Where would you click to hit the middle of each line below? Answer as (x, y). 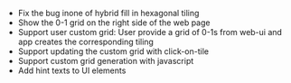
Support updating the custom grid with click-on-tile (113, 51)
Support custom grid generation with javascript (106, 61)
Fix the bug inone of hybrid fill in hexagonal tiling (108, 13)
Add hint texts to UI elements (72, 70)
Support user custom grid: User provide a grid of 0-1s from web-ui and (150, 32)
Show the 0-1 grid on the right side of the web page (114, 23)
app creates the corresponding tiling (85, 41)
